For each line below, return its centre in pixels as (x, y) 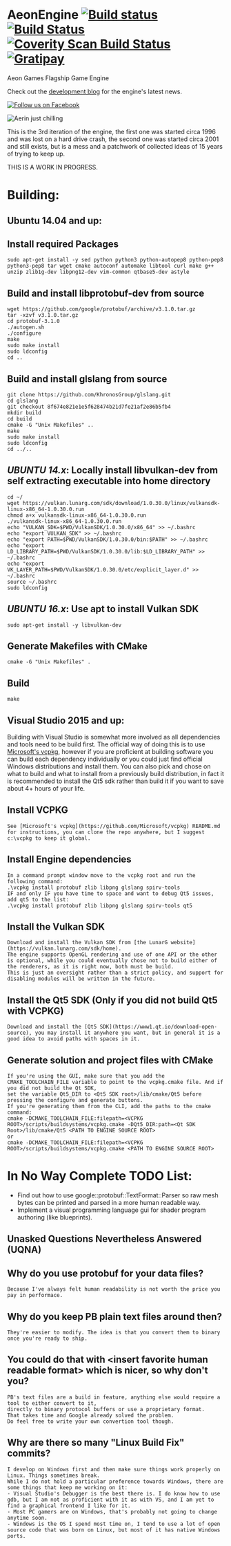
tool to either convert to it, (52, 1403)
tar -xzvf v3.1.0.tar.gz (43, 315)
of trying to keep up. (36, 154)
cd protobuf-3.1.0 (33, 322)
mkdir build (24, 413)
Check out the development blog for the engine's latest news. (95, 91)
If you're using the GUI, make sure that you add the (86, 1076)
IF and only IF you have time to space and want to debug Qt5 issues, (111, 893)
